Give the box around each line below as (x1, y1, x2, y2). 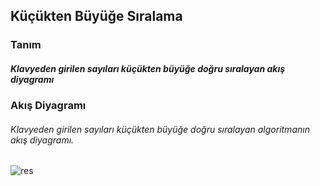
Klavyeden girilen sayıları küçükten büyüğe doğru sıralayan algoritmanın (10, 123, 310, 135)
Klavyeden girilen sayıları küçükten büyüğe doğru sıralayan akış (10, 62, 286, 74)
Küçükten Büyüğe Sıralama (10, 8, 183, 25)
